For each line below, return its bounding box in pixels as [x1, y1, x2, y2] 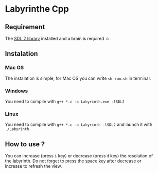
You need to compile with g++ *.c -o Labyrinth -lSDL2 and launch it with [5, 121, 153, 127]
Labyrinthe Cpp [5, 3, 69, 15]
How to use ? [5, 140, 45, 148]
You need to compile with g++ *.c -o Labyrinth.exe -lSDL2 [5, 98, 125, 104]
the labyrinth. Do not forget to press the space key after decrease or [5, 158, 142, 164]
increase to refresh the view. [5, 163, 62, 169]
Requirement [5, 23, 45, 31]
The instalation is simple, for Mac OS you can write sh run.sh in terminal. [5, 75, 151, 81]
